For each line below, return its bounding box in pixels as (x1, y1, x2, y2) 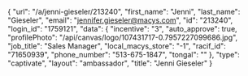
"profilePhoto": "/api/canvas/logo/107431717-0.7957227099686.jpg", (7, 32, 238, 42)
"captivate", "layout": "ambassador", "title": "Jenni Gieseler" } (7, 58, 213, 68)
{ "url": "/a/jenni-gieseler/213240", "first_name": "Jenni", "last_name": (7, 7, 241, 16)
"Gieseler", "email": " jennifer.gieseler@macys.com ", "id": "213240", (7, 15, 233, 25)
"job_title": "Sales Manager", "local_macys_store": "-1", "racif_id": (7, 41, 227, 51)
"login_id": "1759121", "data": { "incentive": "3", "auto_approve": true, (7, 24, 237, 33)
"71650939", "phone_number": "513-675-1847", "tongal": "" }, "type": (7, 50, 241, 59)
